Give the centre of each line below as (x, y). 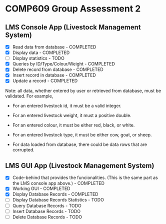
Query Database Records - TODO (47, 205)
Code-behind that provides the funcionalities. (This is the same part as (85, 177)
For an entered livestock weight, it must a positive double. (72, 115)
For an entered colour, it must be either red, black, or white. (73, 125)
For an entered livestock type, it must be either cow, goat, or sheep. (82, 135)
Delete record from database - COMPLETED (58, 69)
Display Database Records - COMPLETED (55, 194)
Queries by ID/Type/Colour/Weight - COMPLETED (63, 64)
